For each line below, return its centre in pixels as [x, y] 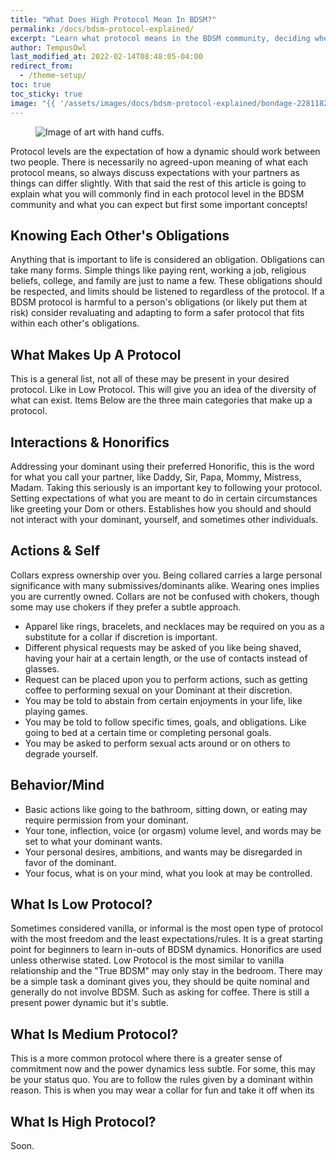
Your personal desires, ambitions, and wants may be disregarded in [163, 852]
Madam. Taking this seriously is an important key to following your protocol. [166, 487]
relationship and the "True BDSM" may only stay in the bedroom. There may [166, 971]
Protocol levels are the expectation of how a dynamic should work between [165, 151]
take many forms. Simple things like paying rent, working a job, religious [158, 270]
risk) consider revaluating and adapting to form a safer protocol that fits [157, 313]
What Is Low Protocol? [81, 904]
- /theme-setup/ [53, 76]
